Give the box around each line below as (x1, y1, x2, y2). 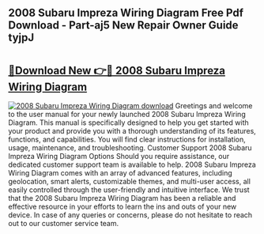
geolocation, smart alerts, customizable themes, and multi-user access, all (8, 177, 251, 186)
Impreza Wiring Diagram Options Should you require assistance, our (8, 152, 230, 160)
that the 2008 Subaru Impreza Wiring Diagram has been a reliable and (8, 194, 236, 202)
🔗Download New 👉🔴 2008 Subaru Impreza (8, 63, 225, 77)
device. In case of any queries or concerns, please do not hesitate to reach (8, 210, 253, 220)
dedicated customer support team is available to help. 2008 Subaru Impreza (8, 160, 257, 169)
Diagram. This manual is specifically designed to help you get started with (8, 118, 249, 127)
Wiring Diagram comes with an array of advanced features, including (8, 168, 233, 177)
